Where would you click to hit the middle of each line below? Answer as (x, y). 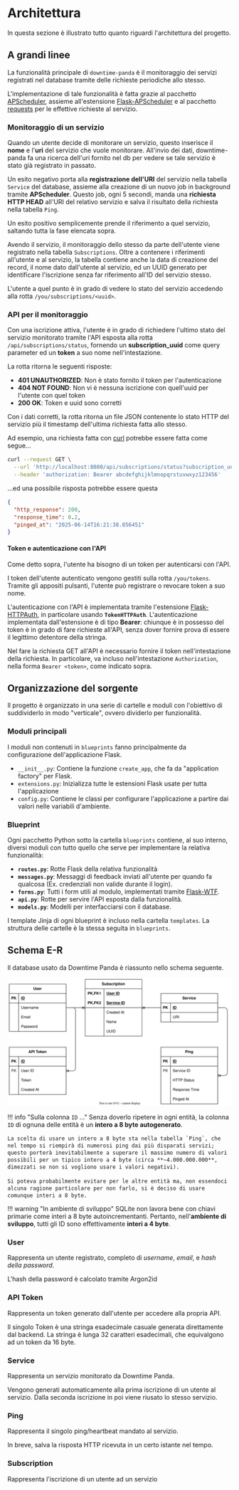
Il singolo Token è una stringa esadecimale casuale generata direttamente (116, 1327)
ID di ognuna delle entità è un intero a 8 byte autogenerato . (95, 1125)
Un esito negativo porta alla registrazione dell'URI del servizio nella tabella (117, 179)
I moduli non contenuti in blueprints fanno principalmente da (97, 747)
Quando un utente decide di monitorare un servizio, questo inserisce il (110, 143)
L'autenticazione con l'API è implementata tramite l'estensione (98, 607)
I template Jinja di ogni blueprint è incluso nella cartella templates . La (108, 920)
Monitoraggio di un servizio (56, 127)
